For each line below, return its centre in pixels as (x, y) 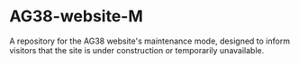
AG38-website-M (77, 16)
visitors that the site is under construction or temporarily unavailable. (137, 50)
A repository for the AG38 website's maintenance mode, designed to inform (150, 41)
